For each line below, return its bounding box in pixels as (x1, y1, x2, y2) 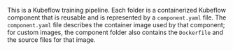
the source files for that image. (7, 36, 96, 44)
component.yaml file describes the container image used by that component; (7, 21, 225, 29)
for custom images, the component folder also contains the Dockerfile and (7, 28, 224, 36)
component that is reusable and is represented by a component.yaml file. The (7, 13, 227, 22)
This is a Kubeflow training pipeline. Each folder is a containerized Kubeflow (7, 6, 226, 14)
